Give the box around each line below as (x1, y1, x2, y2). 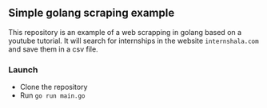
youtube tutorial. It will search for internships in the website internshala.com (8, 36, 259, 45)
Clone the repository (19, 83, 88, 92)
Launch (8, 64, 38, 75)
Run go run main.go (19, 91, 86, 100)
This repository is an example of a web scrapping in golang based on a (8, 27, 242, 37)
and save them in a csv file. (8, 44, 98, 54)
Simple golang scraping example (8, 6, 175, 20)
